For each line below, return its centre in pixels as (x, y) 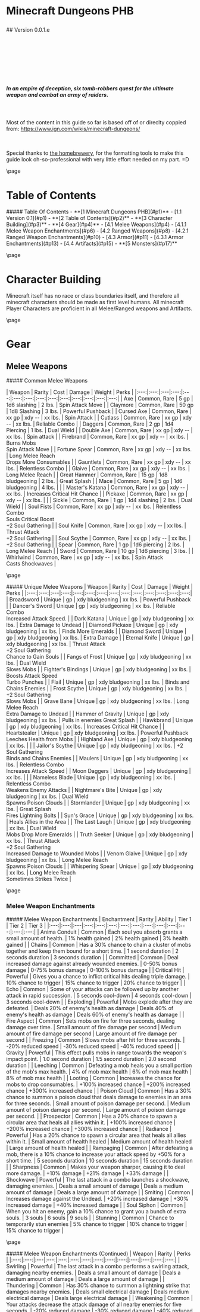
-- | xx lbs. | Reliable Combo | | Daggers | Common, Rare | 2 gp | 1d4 (90, 424)
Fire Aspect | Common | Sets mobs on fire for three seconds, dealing (90, 1021)
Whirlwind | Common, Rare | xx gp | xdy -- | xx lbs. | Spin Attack (85, 557)
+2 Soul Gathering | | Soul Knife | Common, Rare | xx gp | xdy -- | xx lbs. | (96, 525)
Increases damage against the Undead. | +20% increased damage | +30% (97, 1198)
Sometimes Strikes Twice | (39, 879)
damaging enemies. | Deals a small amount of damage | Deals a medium (95, 1186)
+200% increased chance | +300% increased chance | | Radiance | (89, 1128)
